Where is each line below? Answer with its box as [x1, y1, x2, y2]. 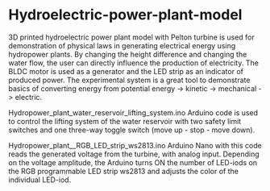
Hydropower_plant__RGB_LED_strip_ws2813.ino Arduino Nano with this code [8, 140, 262, 150]
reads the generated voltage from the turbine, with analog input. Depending [8, 149, 260, 159]
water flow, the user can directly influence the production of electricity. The [8, 58, 260, 68]
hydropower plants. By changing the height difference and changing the [8, 49, 247, 59]
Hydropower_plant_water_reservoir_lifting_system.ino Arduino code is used [8, 107, 259, 118]
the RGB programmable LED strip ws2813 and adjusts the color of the [8, 166, 239, 176]
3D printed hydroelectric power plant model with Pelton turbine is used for [8, 32, 255, 42]
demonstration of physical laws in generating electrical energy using [8, 40, 236, 50]
